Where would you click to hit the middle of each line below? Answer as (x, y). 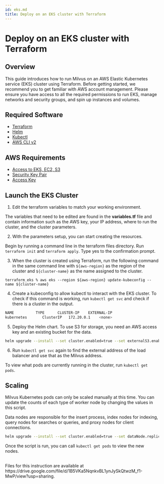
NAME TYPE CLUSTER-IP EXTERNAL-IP (59, 313)
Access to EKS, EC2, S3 (36, 169)
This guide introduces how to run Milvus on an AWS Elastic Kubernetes (76, 78)
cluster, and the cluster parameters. (41, 227)
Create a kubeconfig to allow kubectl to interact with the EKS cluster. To (84, 293)
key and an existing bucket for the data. (52, 332)
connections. (18, 428)
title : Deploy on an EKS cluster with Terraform (55, 14)
